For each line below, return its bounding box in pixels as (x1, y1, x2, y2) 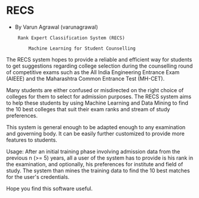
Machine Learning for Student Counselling (28, 45, 136, 51)
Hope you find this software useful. (6, 185, 93, 192)
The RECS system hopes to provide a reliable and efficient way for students (6, 56, 192, 63)
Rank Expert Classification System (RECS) (17, 35, 125, 41)
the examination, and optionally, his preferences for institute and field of (6, 160, 183, 167)
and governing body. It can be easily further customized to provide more (6, 130, 185, 137)
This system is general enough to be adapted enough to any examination (6, 123, 186, 130)
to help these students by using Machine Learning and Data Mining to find (6, 99, 188, 106)
